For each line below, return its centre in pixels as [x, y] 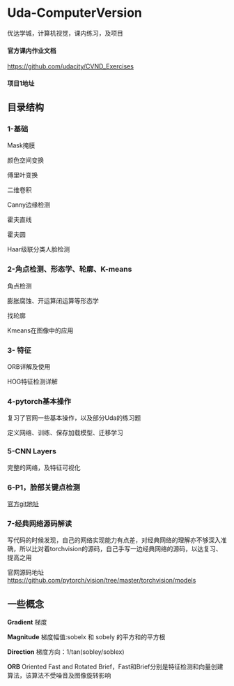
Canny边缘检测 [29, 205]
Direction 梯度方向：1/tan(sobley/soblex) [66, 652]
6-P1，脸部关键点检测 [44, 487]
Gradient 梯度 [27, 622]
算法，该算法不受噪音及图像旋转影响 [59, 676]
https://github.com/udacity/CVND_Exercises [71, 66]
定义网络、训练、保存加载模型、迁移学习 [65, 433]
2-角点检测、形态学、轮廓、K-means [70, 269]
